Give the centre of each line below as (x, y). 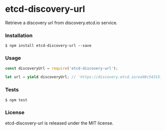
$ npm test (16, 100)
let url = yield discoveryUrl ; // (41, 77)
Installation (19, 35)
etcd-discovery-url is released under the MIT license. (59, 123)
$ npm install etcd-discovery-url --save (48, 46)
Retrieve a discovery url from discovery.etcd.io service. (61, 23)
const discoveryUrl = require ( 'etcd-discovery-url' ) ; (62, 68)
